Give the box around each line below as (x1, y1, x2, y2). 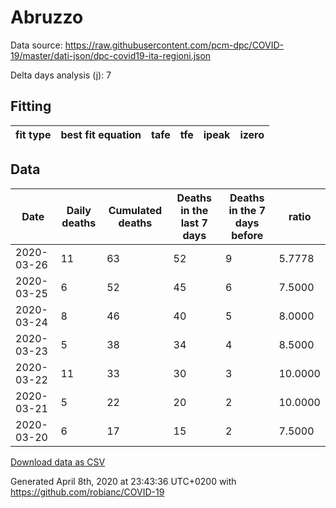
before (231, 228, 264, 242)
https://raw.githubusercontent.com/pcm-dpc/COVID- (64, 39, 285, 51)
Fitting (10, 98, 52, 115)
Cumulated (108, 203, 162, 217)
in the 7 (228, 203, 266, 217)
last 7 (180, 216, 208, 230)
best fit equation (60, 127, 142, 141)
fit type (15, 127, 52, 141)
